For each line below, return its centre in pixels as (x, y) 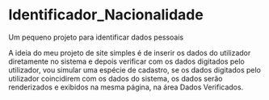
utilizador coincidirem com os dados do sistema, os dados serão (116, 78)
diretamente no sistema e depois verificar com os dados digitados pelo (126, 61)
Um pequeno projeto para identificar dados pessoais (96, 37)
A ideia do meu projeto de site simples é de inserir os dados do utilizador (130, 52)
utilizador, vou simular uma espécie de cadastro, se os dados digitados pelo (134, 69)
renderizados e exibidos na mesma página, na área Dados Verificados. (126, 87)
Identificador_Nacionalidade (106, 15)
